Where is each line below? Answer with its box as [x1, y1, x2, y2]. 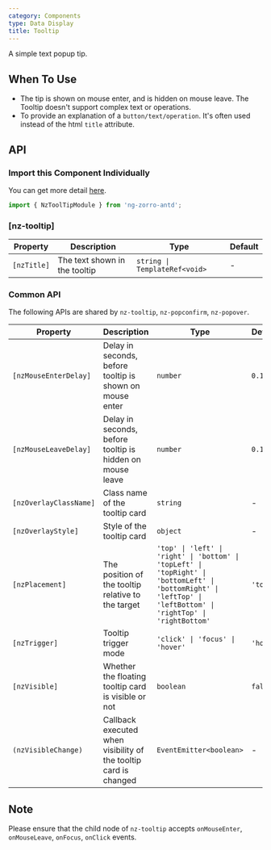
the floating [102, 671, 147, 682]
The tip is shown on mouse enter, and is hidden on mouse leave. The [19, 94, 249, 103]
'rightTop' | [156, 609, 207, 618]
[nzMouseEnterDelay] [12, 371, 91, 380]
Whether [102, 661, 136, 672]
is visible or [102, 691, 147, 702]
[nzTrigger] [12, 639, 59, 648]
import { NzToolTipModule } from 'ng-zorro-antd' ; [8, 201, 182, 209]
